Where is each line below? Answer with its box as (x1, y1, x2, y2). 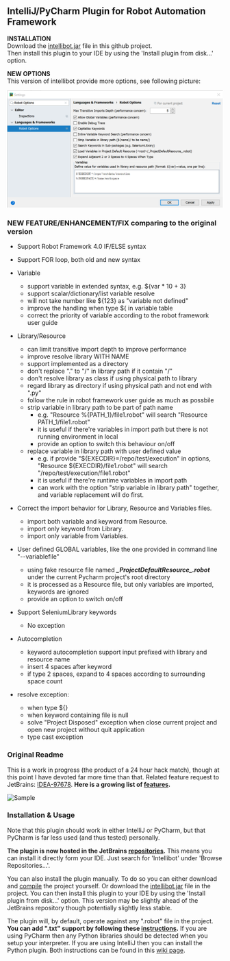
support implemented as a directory (27, 360, 129, 368)
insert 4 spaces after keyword (27, 663, 112, 671)
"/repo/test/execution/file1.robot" (37, 469, 131, 477)
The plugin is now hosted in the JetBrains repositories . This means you (7, 847, 212, 855)
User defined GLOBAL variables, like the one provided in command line (16, 545, 218, 554)
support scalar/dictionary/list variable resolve (27, 289, 155, 297)
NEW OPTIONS (7, 69, 51, 77)
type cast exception (27, 733, 84, 741)
